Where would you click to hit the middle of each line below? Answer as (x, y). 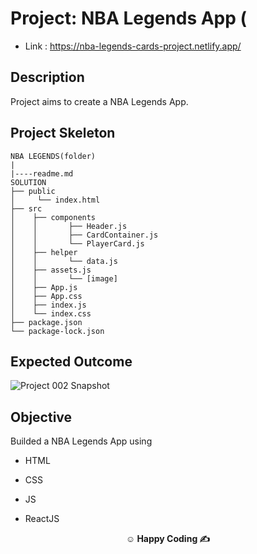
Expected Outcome (71, 361)
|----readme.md (42, 173)
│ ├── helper (44, 252)
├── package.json (46, 322)
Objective (41, 417)
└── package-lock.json (57, 331)
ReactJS (42, 519)
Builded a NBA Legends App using (81, 441)
